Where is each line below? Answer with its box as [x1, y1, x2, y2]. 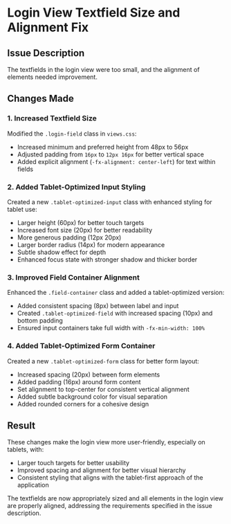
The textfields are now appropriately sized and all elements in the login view [7, 494, 223, 503]
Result [7, 419, 36, 431]
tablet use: [7, 205, 38, 213]
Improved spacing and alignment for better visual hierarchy [17, 466, 186, 475]
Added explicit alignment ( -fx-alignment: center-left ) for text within [17, 157, 216, 165]
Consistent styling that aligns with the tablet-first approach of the [17, 473, 203, 482]
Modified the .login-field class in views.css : [7, 129, 137, 138]
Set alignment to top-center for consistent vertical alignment [17, 385, 190, 393]
